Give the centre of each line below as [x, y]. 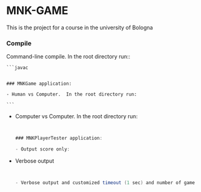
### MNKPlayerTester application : [59, 138]
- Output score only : [42, 149]
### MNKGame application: [39, 84]
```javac [17, 68]
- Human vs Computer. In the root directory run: [72, 94]
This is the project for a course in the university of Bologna [80, 27]
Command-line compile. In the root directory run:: [68, 57]
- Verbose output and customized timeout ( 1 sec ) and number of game [105, 183]
